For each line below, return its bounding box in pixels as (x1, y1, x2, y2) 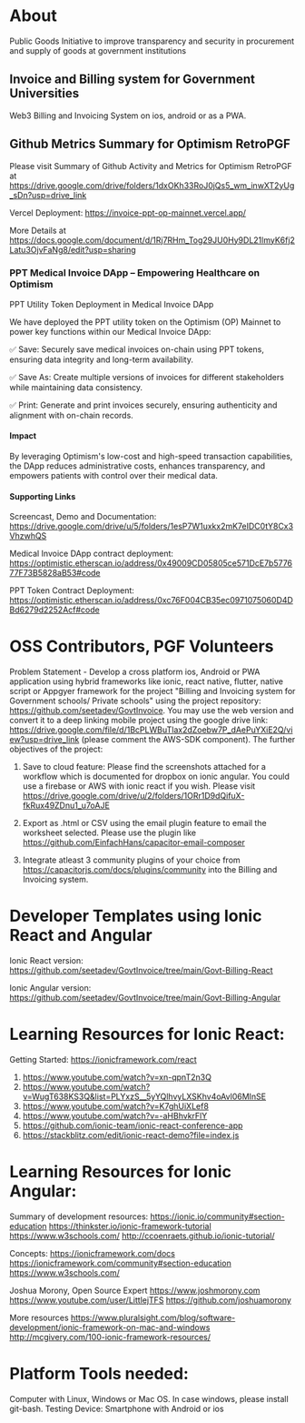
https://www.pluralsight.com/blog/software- (70, 1312, 236, 1324)
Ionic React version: (9, 955, 84, 966)
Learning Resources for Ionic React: (9, 1024, 285, 1045)
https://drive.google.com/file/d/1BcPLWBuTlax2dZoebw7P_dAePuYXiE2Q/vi (9, 724, 293, 735)
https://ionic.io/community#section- (150, 1211, 285, 1222)
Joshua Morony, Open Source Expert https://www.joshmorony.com (9, 1285, 261, 1297)
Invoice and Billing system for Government (9, 72, 256, 87)
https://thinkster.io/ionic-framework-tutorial (48, 1221, 212, 1232)
